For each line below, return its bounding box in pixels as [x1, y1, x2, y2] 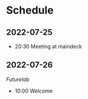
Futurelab [6, 75, 30, 83]
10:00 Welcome [14, 87, 53, 94]
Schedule [6, 4, 54, 17]
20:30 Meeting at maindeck [14, 43, 82, 50]
